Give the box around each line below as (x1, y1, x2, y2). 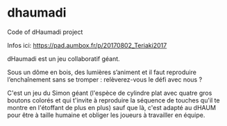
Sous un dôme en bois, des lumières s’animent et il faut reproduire (7, 68, 196, 76)
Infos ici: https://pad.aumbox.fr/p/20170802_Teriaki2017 (7, 41, 167, 49)
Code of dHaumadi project (7, 28, 83, 36)
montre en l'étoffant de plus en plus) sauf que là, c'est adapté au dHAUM (7, 103, 217, 111)
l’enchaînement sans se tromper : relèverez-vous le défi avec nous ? (7, 75, 203, 84)
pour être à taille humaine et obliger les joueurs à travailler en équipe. (7, 111, 205, 119)
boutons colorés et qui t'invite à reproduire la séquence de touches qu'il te (7, 96, 220, 105)
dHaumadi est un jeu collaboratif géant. (7, 54, 120, 63)
